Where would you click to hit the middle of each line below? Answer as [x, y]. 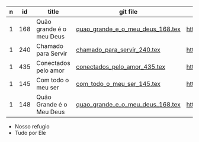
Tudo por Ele [30, 133]
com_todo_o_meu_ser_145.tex [118, 84]
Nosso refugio [32, 126]
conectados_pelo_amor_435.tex [121, 67]
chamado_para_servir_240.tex [118, 50]
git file [129, 12]
